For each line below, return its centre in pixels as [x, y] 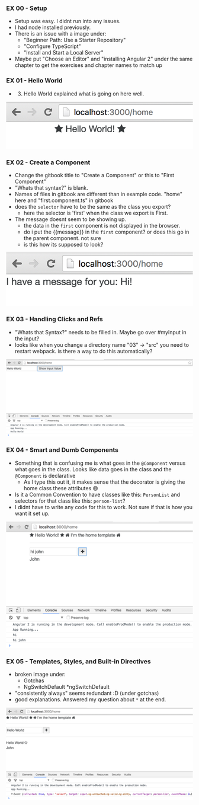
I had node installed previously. [53, 27]
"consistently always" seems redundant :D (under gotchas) [87, 693]
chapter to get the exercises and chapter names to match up [89, 65]
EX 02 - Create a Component [48, 162]
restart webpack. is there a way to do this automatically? [84, 351]
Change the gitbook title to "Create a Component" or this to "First [94, 175]
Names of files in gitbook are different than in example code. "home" [98, 194]
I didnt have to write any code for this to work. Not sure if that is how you [104, 507]
